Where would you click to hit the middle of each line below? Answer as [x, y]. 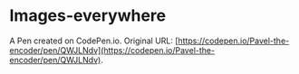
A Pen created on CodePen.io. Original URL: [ [94, 41]
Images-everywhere [87, 16]
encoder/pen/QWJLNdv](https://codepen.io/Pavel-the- [112, 50]
